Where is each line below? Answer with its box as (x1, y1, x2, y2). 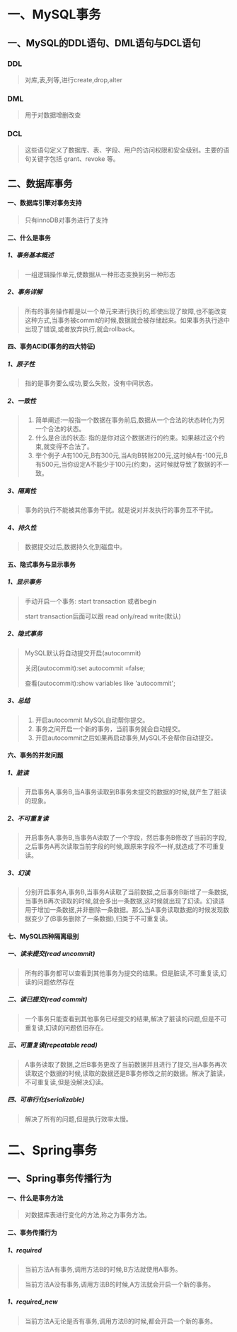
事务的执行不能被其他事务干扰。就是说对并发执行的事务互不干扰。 (24, 506, 217, 514)
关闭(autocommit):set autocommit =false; (24, 664, 146, 672)
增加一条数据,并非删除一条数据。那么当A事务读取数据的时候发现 (37, 906, 224, 914)
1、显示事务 (7, 577, 42, 586)
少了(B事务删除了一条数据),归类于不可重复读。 (37, 914, 172, 923)
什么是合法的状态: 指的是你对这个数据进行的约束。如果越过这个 (35, 433, 219, 442)
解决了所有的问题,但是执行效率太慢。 (24, 1114, 132, 1123)
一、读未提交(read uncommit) (7, 950, 96, 958)
